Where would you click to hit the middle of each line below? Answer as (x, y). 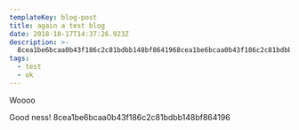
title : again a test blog (57, 26)
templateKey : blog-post (53, 17)
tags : (19, 58)
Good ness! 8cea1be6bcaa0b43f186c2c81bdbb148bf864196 (120, 117)
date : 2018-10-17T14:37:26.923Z (69, 34)
